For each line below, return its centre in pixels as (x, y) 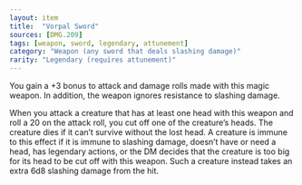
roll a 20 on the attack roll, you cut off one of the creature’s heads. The (141, 122)
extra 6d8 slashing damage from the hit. (84, 170)
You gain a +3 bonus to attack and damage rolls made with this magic (140, 86)
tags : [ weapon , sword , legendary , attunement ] (99, 43)
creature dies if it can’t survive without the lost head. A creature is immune (149, 132)
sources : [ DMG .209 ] (46, 34)
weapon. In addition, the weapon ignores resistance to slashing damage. (145, 95)
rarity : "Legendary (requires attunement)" (93, 60)
